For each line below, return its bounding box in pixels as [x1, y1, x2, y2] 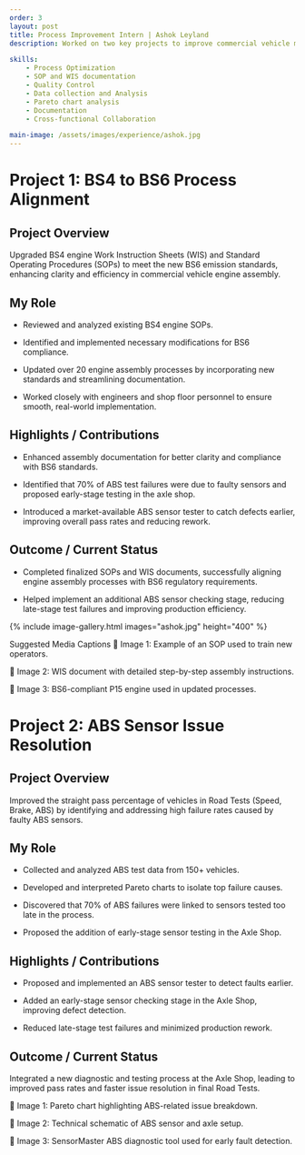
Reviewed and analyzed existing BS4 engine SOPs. [22, 319, 213, 330]
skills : [9, 55, 39, 65]
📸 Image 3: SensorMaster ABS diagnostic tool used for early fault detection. [9, 1136, 293, 1146]
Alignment [9, 189, 91, 210]
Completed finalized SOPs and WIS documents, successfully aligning [22, 566, 281, 577]
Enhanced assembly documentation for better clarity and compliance [22, 451, 281, 462]
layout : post [9, 22, 59, 31]
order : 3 [9, 13, 43, 23]
